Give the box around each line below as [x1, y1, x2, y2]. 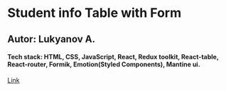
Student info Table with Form [7, 5, 182, 21]
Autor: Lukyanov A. [7, 33, 96, 45]
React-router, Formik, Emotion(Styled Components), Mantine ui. [7, 60, 200, 68]
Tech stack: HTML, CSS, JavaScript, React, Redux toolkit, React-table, [7, 53, 219, 61]
